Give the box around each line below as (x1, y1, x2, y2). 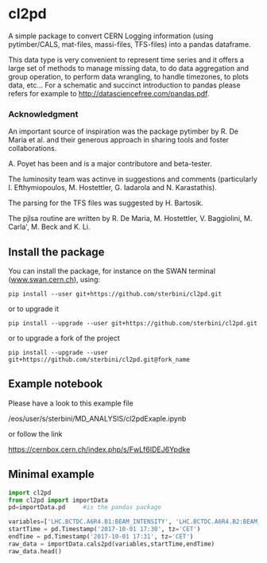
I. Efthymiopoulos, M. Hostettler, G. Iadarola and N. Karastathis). (8, 183, 217, 192)
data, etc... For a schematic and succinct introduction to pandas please (8, 80, 241, 90)
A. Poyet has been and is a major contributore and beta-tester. (8, 159, 212, 169)
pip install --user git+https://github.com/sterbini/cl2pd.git (8, 290, 222, 298)
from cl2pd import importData (8, 496, 109, 504)
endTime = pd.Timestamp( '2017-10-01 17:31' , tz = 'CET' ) (8, 533, 194, 541)
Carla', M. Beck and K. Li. (8, 222, 91, 231)
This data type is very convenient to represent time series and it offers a (8, 55, 245, 64)
